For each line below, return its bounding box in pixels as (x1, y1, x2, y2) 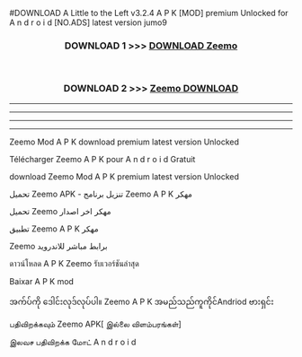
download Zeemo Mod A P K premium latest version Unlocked (9, 170, 240, 182)
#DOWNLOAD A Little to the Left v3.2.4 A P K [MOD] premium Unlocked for (9, 8, 289, 18)
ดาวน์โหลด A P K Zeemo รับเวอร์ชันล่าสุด (9, 257, 139, 268)
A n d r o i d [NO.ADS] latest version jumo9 (9, 17, 168, 28)
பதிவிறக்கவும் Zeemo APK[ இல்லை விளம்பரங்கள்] (9, 318, 182, 329)
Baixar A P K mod (9, 275, 75, 286)
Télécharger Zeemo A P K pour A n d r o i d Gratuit (9, 153, 196, 164)
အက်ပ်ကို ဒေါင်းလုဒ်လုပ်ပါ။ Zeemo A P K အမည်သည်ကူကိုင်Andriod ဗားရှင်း (9, 296, 274, 307)
